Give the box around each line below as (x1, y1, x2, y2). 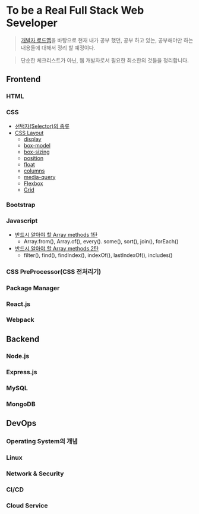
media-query (23, 173, 56, 180)
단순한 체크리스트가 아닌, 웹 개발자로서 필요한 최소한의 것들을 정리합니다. (20, 57, 189, 64)
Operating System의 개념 (6, 437, 78, 445)
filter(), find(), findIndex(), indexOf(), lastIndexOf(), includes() (23, 251, 173, 259)
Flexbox (23, 180, 43, 187)
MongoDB (6, 400, 36, 408)
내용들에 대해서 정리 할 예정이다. (20, 44, 96, 51)
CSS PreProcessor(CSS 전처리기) (6, 267, 102, 275)
